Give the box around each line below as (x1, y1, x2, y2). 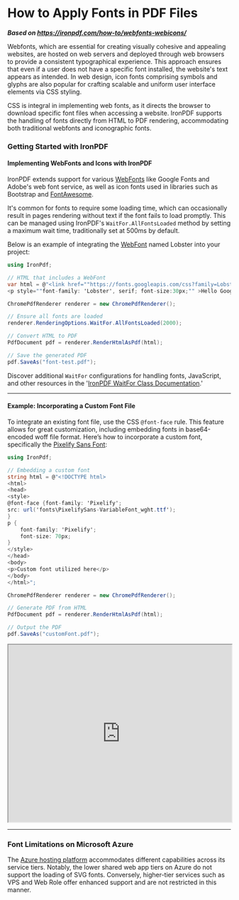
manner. (7, 886, 32, 894)
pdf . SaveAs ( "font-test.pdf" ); (7, 358, 97, 366)
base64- (185, 424, 211, 434)
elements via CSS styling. (7, 87, 82, 96)
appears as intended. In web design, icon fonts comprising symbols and (7, 72, 218, 81)
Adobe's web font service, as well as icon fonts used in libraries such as (7, 182, 218, 191)
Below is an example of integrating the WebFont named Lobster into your (7, 240, 221, 249)
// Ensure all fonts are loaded (7, 313, 103, 320)
